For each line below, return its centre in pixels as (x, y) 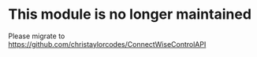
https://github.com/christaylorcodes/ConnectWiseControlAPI (107, 44)
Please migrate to (37, 36)
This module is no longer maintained (130, 14)
